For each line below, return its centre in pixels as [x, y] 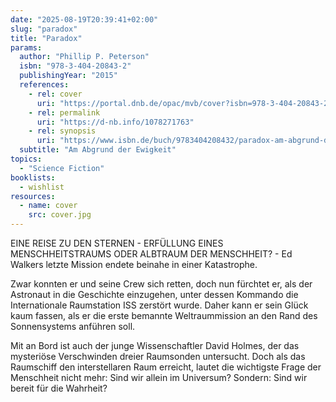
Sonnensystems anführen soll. [73, 326]
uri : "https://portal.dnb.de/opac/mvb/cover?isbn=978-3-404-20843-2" [184, 103]
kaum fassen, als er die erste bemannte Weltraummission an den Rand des [164, 315]
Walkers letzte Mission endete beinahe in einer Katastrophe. [134, 264]
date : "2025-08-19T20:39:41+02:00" [84, 19]
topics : [26, 159]
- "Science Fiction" [62, 168]
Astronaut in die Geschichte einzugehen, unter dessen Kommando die [154, 294]
